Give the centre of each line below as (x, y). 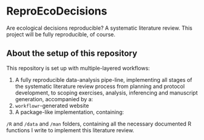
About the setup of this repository (72, 54)
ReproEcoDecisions (57, 11)
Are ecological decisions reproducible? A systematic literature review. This (99, 28)
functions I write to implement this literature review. (70, 130)
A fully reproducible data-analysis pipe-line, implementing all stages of (104, 79)
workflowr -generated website (52, 105)
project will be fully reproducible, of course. (61, 34)
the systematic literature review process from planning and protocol (100, 86)
